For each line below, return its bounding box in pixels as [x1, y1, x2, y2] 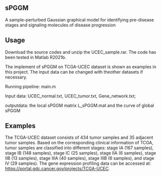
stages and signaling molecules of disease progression [5, 22, 116, 28]
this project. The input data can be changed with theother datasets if [5, 69, 143, 75]
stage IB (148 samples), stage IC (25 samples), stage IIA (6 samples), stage [5, 150, 156, 156]
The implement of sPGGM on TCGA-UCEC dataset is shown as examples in [5, 63, 157, 70]
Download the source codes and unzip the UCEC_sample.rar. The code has [5, 49, 156, 55]
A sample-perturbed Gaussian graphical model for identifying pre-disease [5, 17, 154, 22]
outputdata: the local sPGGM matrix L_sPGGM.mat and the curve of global [5, 102, 155, 108]
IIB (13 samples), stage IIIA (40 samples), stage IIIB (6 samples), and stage [5, 156, 155, 161]
